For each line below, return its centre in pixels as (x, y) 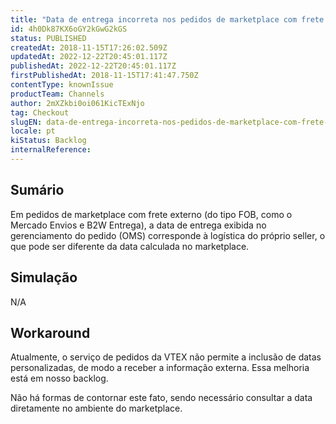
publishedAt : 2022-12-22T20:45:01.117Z (93, 66)
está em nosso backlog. (59, 378)
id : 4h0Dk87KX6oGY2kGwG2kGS (69, 29)
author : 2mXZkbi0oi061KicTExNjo (77, 103)
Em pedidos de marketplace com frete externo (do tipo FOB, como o (151, 214)
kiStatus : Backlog (48, 141)
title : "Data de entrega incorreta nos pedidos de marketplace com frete (167, 19)
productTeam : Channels (57, 94)
